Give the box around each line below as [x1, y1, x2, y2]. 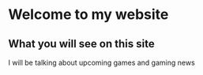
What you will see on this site [8, 37, 156, 51]
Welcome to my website [8, 6, 169, 24]
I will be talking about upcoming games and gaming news [8, 58, 195, 67]
